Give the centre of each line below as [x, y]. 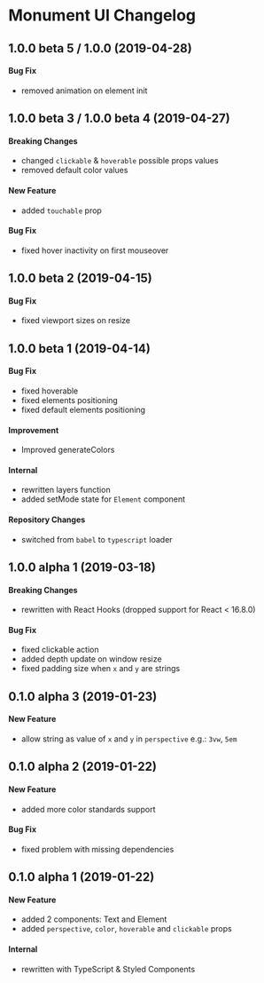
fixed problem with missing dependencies [97, 849]
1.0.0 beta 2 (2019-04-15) [80, 278]
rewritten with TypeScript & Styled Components [108, 969]
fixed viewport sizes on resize [76, 321]
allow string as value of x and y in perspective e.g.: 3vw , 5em [129, 739]
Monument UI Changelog [102, 16]
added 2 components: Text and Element [94, 919]
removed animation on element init [84, 91]
